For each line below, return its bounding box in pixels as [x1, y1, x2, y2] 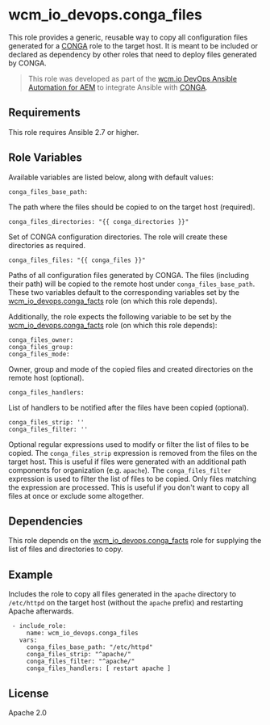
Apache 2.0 [8, 708, 47, 717]
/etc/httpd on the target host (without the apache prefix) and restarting [8, 598, 243, 608]
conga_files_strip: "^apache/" [26, 651, 131, 659]
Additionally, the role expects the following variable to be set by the [8, 311, 232, 321]
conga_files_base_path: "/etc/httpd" [26, 643, 153, 651]
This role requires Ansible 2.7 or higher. [8, 127, 139, 137]
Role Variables [8, 151, 82, 165]
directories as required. [8, 240, 86, 250]
